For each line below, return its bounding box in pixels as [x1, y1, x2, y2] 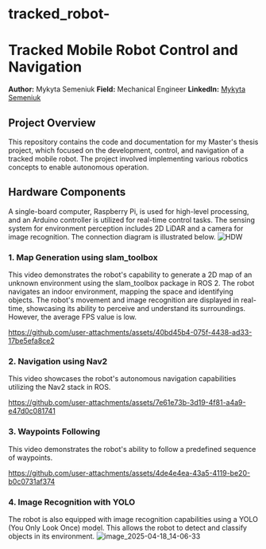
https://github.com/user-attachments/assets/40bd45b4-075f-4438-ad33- [8, 328, 253, 337]
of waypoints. [8, 453, 53, 462]
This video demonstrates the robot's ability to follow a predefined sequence [8, 444, 256, 454]
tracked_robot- [8, 5, 110, 23]
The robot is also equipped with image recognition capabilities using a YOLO [8, 514, 258, 524]
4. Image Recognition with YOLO [8, 496, 136, 508]
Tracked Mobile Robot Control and [8, 41, 238, 60]
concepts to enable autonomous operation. [8, 162, 149, 172]
